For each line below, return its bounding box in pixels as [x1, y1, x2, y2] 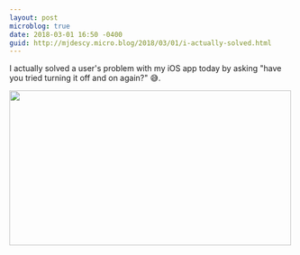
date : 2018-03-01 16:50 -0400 [9, 30, 123, 39]
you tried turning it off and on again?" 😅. [9, 73, 161, 84]
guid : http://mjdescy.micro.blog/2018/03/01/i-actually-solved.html [9, 38, 272, 48]
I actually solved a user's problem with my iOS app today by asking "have [9, 63, 282, 74]
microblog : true [9, 22, 70, 31]
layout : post [9, 13, 59, 23]
